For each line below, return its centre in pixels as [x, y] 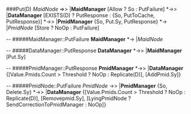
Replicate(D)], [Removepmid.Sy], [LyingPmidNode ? [68, 98]
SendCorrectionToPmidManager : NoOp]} [56, 105]
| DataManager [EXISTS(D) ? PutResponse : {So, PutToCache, [81, 15]
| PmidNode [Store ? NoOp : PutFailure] [53, 28]
